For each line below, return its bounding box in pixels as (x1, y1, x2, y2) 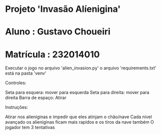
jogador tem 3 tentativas (5, 125, 55, 131)
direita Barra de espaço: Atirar (5, 95, 67, 101)
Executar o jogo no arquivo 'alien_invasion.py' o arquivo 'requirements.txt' (5, 65, 157, 71)
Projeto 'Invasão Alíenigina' (5, 3, 121, 15)
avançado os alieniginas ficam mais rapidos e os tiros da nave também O (5, 119, 155, 125)
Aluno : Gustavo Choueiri (5, 26, 110, 38)
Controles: (5, 80, 26, 86)
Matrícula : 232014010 (5, 48, 100, 60)
